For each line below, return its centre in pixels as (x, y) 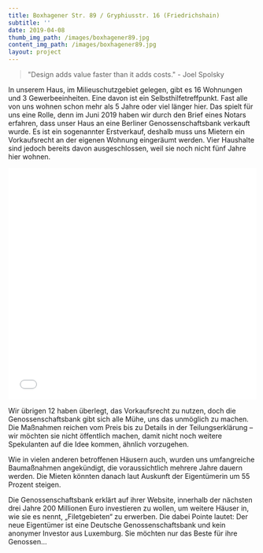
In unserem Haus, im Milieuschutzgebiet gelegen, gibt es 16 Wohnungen (125, 90)
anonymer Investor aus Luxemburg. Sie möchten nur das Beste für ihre (123, 533)
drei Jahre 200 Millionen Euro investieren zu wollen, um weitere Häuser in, (129, 508)
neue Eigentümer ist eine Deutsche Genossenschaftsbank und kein (117, 525)
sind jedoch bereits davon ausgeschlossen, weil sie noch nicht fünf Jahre (127, 148)
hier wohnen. (30, 157)
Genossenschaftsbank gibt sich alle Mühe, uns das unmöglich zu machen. (129, 419)
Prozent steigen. (35, 484)
